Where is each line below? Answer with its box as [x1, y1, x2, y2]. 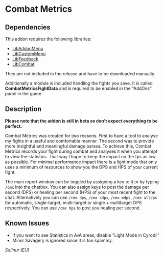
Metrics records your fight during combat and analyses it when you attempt [5, 148, 158, 154]
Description [5, 105, 42, 114]
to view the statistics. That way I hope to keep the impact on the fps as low [5, 153, 156, 159]
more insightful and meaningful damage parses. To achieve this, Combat [5, 143, 152, 149]
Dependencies [5, 23, 50, 31]
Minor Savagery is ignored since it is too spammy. [12, 237, 113, 243]
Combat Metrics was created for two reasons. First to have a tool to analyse [5, 133, 158, 139]
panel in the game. [5, 91, 43, 96]
